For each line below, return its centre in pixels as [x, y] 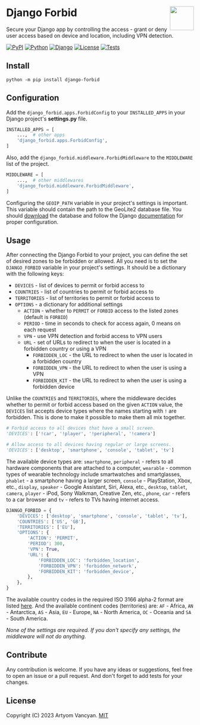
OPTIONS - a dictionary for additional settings [69, 305]
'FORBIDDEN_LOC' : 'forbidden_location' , [89, 560]
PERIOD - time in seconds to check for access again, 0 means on [102, 323]
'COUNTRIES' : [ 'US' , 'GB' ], [51, 522]
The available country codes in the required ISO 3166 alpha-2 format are [95, 599]
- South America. [27, 618]
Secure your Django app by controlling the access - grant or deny [87, 29]
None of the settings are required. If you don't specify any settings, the [93, 630]
